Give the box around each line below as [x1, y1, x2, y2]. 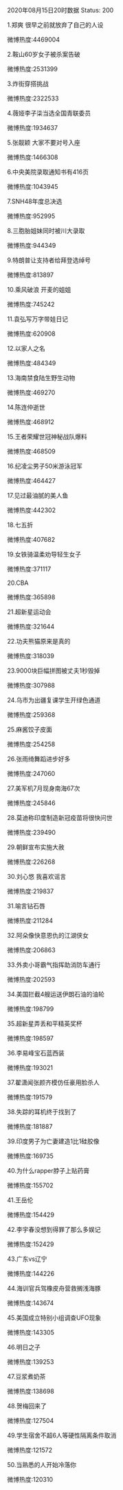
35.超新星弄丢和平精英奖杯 [7, 1019, 82, 1028]
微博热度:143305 [7, 1328, 55, 1336]
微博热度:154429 [7, 1210, 55, 1219]
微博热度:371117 [7, 565, 52, 573]
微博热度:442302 [7, 506, 56, 514]
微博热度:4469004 [7, 35, 60, 44]
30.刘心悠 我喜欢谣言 [7, 873, 67, 880]
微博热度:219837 [7, 887, 54, 895]
